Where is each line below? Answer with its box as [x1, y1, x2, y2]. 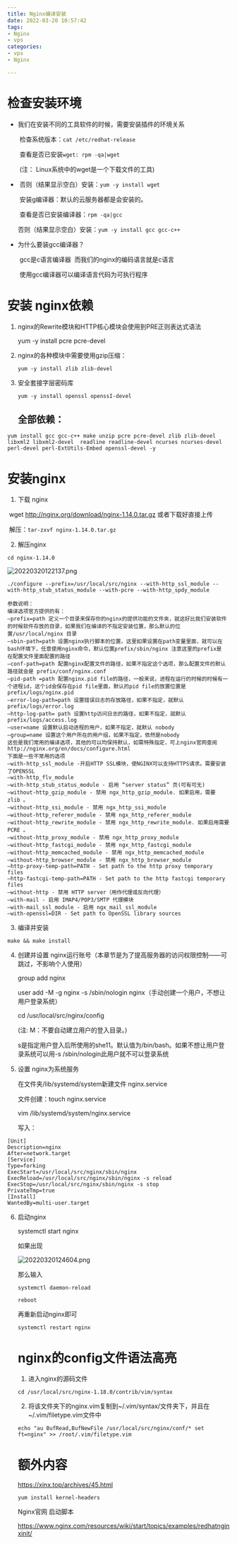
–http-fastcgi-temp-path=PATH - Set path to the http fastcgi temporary [7, 875, 226, 882]
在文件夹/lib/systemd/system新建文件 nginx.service [17, 1080, 168, 1089]
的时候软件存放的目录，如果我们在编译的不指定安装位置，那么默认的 [7, 623, 176, 630]
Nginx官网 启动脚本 [17, 1507, 74, 1516]
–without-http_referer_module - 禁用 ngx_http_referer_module [7, 812, 192, 819]
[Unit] [7, 1137, 27, 1145]
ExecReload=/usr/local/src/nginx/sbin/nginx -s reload [7, 1175, 172, 1182]
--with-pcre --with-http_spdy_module [98, 587, 210, 594]
